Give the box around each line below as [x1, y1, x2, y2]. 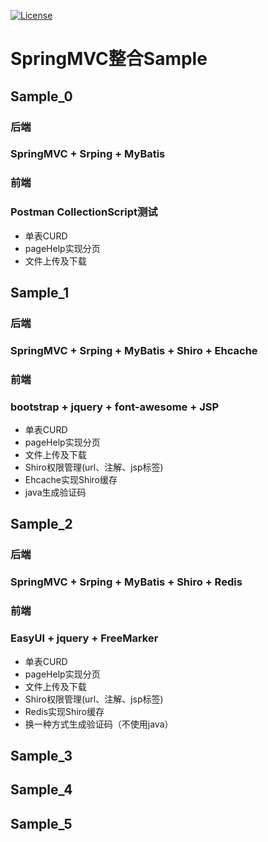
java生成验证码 [24, 486, 87, 499]
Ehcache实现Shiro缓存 [24, 474, 118, 486]
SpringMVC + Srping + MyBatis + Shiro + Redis [10, 575, 243, 589]
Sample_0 [10, 88, 73, 105]
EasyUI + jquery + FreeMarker [10, 631, 159, 645]
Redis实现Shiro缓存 [24, 705, 105, 717]
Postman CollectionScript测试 [10, 205, 158, 219]
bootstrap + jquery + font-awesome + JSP [10, 400, 220, 414]
